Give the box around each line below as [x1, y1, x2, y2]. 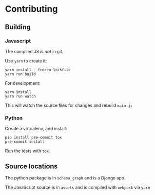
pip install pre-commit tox [5, 135, 62, 140]
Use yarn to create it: [5, 58, 47, 64]
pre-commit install [5, 139, 45, 144]
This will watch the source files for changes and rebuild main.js [5, 102, 133, 108]
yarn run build [5, 72, 36, 77]
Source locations [5, 162, 58, 170]
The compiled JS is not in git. [5, 48, 64, 54]
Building [5, 23, 31, 31]
